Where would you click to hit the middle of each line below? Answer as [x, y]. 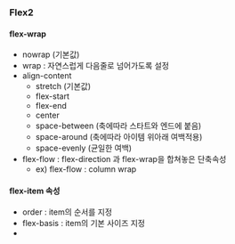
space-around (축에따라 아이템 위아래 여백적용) [119, 137]
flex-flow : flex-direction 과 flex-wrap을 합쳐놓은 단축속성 [124, 159]
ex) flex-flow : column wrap [86, 169]
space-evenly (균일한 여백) [83, 148]
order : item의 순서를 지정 [67, 212]
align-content [47, 76]
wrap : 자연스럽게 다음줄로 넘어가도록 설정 [95, 66]
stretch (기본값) [63, 86]
